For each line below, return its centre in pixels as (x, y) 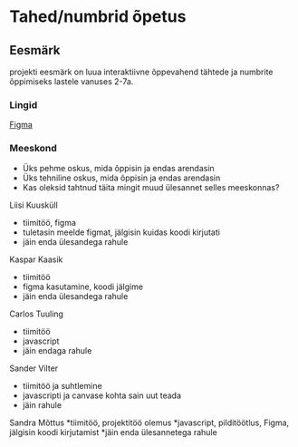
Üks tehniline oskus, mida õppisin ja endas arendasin (121, 178)
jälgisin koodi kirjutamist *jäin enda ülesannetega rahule (113, 432)
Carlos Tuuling (36, 314)
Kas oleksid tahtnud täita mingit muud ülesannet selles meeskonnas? (151, 187)
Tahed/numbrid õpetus (98, 17)
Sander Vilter (34, 368)
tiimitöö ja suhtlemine (62, 385)
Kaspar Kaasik (36, 259)
